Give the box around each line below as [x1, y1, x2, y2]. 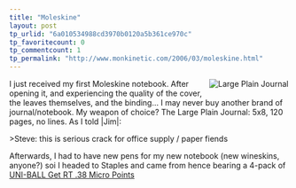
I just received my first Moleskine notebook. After [9, 79, 189, 89]
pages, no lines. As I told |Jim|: [9, 116, 122, 127]
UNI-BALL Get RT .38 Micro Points [9, 169, 135, 180]
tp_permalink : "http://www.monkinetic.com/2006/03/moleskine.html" [9, 54, 264, 63]
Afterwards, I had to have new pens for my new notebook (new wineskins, [9, 151, 280, 161]
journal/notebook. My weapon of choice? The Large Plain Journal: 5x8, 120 [9, 107, 284, 117]
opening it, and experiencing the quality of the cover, [9, 88, 202, 98]
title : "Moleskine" [9, 12, 82, 22]
